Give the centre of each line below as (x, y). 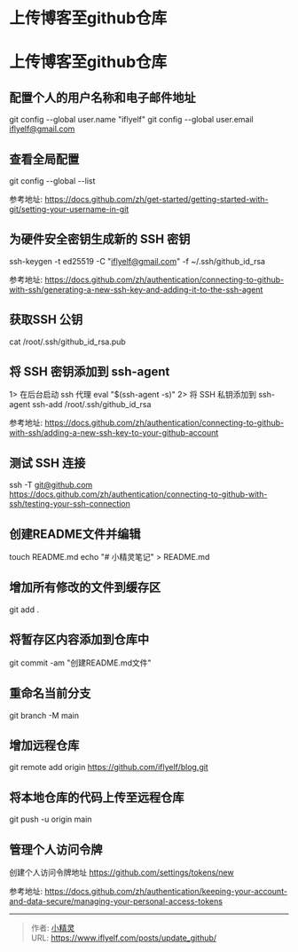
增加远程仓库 (44, 745)
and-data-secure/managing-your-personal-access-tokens (116, 901)
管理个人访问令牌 (56, 850)
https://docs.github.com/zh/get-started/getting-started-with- (156, 199)
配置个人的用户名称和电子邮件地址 (102, 97)
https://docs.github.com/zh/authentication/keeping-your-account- (166, 891)
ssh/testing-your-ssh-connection (70, 504)
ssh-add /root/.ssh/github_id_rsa (92, 405)
